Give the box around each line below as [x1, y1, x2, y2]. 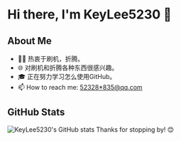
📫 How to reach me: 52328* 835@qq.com [17, 83, 143, 91]
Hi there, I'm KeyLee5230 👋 [7, 6, 172, 23]
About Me [7, 35, 52, 47]
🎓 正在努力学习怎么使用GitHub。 [17, 73, 116, 80]
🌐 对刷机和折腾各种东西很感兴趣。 [17, 63, 119, 72]
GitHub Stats [7, 106, 65, 118]
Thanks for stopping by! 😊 [96, 125, 175, 134]
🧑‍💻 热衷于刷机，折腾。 [17, 55, 84, 63]
